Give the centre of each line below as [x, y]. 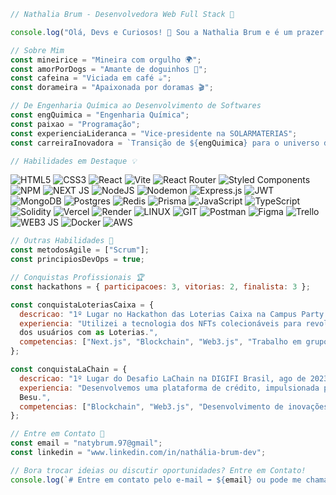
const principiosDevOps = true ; [77, 260]
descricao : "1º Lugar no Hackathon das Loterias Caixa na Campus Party [172, 314]
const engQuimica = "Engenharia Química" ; [100, 115]
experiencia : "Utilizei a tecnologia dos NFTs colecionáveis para [160, 323]
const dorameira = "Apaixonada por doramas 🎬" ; [112, 88]
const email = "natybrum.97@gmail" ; [86, 443]
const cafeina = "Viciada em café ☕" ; [91, 78]
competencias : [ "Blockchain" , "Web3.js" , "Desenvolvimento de [151, 406]
